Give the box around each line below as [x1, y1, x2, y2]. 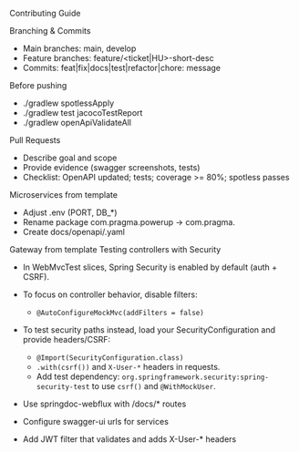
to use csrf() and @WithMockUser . [91, 381, 216, 391]
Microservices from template [9, 190, 119, 200]
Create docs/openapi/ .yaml [22, 227, 126, 237]
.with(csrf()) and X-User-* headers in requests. [36, 362, 221, 372]
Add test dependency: [36, 371, 120, 382]
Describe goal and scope [22, 152, 118, 163]
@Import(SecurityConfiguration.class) [36, 354, 184, 363]
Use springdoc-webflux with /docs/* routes [22, 398, 187, 409]
